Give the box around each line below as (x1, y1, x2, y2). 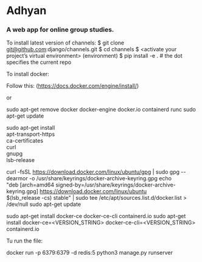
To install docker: (6, 71, 50, 78)
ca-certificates (6, 137, 44, 144)
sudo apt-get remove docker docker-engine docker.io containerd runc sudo (6, 106, 197, 113)
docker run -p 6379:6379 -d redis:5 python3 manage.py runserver (6, 249, 173, 257)
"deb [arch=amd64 (6, 181, 55, 189)
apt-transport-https (6, 130, 55, 138)
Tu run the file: (6, 237, 43, 244)
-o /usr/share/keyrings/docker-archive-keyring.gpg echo (29, 175, 172, 182)
